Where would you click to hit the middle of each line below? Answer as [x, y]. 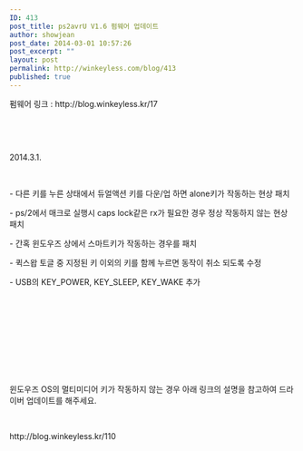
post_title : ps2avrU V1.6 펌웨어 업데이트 [84, 26]
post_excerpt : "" [42, 52]
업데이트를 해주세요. [61, 400]
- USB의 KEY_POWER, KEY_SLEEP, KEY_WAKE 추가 [105, 281]
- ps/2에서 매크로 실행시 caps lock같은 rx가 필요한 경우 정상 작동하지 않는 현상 [149, 212]
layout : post [34, 60]
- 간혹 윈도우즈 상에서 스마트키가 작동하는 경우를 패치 [103, 243]
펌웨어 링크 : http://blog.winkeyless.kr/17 [84, 103]
